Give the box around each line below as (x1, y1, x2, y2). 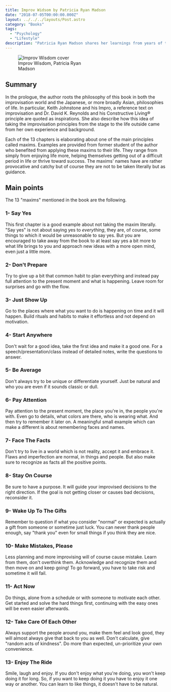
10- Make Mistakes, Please (5, 542, 73, 549)
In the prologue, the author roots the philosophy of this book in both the (5, 94, 155, 100)
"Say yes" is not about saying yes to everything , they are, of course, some (5, 226, 161, 233)
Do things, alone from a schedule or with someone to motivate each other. (5, 595, 161, 601)
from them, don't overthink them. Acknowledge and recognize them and (5, 559, 157, 566)
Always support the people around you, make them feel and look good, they (5, 629, 164, 635)
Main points (5, 183, 44, 192)
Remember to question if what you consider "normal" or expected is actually (5, 519, 166, 525)
